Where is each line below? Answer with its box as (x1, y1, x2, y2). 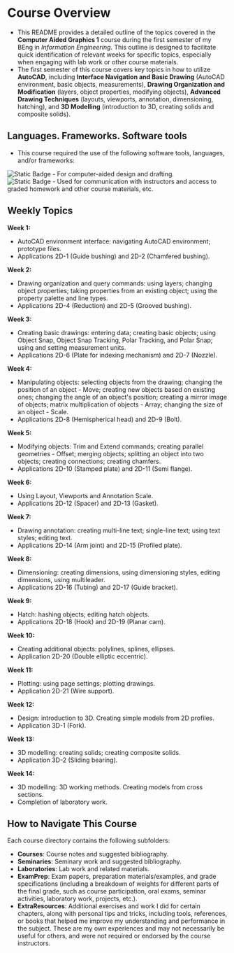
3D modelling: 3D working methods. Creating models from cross (17, 782, 203, 791)
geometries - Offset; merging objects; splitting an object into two (17, 449, 204, 458)
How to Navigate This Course (7, 817, 138, 830)
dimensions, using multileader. (17, 575, 105, 584)
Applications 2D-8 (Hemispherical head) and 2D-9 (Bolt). (17, 415, 182, 423)
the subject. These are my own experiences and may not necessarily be (17, 924, 225, 933)
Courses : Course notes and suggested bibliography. (17, 850, 169, 859)
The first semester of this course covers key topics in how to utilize (17, 65, 211, 73)
